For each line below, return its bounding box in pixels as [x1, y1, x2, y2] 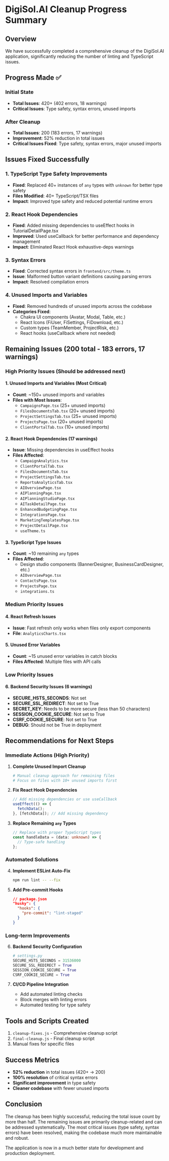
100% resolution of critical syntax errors [12, 1074, 98, 1081]
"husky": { [12, 901, 36, 906]
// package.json [12, 896, 47, 901]
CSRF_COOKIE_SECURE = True [12, 972, 70, 977]
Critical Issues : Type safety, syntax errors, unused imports [12, 105, 136, 112]
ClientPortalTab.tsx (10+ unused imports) [20, 424, 110, 430]
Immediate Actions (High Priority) [5, 752, 90, 759]
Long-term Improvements [5, 932, 70, 939]
